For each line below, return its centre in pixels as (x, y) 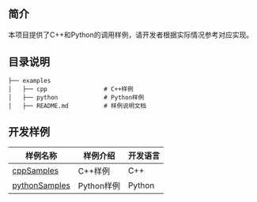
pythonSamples (42, 185)
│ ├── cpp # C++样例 (71, 89)
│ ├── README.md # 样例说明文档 (77, 106)
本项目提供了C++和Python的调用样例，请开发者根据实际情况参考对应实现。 (131, 35)
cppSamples (36, 170)
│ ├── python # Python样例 (76, 97)
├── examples (30, 80)
